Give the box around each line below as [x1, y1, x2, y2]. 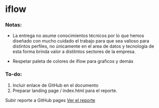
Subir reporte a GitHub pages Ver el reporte [5, 97, 95, 103]
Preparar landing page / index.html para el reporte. [12, 87, 118, 93]
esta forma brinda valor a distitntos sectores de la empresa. [12, 48, 136, 54]
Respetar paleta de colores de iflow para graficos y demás [12, 58, 134, 64]
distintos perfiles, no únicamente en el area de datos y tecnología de [12, 43, 154, 49]
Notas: [5, 21, 22, 28]
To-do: [5, 71, 23, 78]
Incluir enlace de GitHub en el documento [12, 82, 99, 88]
